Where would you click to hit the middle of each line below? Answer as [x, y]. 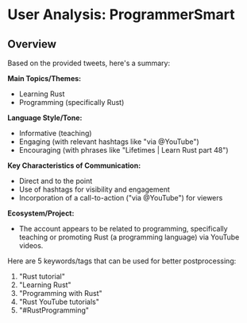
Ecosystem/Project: [41, 213]
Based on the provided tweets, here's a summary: [89, 63]
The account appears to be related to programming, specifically [123, 229]
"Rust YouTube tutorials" [59, 302]
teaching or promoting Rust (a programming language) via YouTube [129, 237]
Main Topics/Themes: [44, 78]
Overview [32, 44]
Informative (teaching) [55, 133]
